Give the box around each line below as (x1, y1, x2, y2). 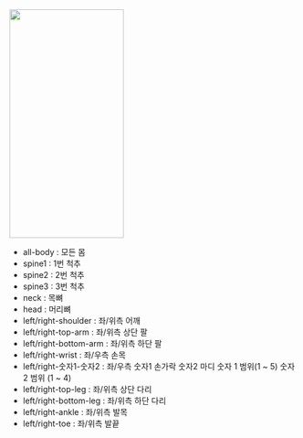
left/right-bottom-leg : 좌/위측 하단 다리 (22, 395, 167, 406)
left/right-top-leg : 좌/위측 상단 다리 (22, 384, 152, 394)
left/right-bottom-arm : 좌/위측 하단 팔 (22, 338, 162, 348)
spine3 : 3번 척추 (22, 281, 85, 292)
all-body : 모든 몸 (22, 247, 86, 257)
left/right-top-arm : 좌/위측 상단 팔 (22, 326, 148, 337)
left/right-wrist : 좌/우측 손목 (22, 349, 126, 360)
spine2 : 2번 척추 (22, 270, 85, 280)
